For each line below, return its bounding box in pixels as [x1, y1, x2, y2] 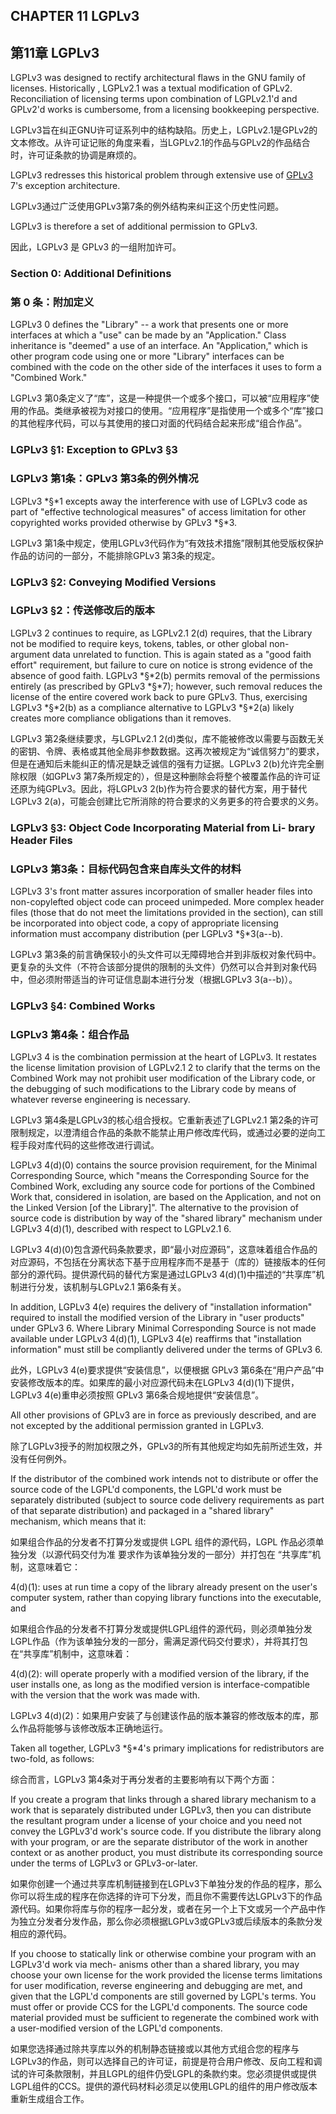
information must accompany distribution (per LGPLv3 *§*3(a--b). [10, 928, 284, 940]
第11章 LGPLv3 [10, 44, 100, 61]
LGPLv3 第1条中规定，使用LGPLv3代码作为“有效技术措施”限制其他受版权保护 [10, 537, 324, 549]
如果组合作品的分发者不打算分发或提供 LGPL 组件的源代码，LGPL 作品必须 [10, 1536, 316, 1548]
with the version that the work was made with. [10, 1689, 201, 1701]
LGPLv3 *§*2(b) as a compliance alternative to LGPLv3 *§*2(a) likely [10, 701, 295, 713]
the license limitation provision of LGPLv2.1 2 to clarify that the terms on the [10, 1062, 321, 1074]
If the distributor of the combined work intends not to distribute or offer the [10, 1473, 319, 1485]
